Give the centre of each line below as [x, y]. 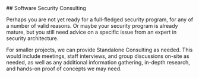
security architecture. [32, 38]
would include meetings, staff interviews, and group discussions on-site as [98, 56]
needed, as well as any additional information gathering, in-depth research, [98, 62]
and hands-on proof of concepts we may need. [64, 69]
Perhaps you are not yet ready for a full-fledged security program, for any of [100, 19]
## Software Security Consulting [46, 8]
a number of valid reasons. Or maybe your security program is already [92, 26]
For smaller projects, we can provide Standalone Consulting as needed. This [99, 50]
